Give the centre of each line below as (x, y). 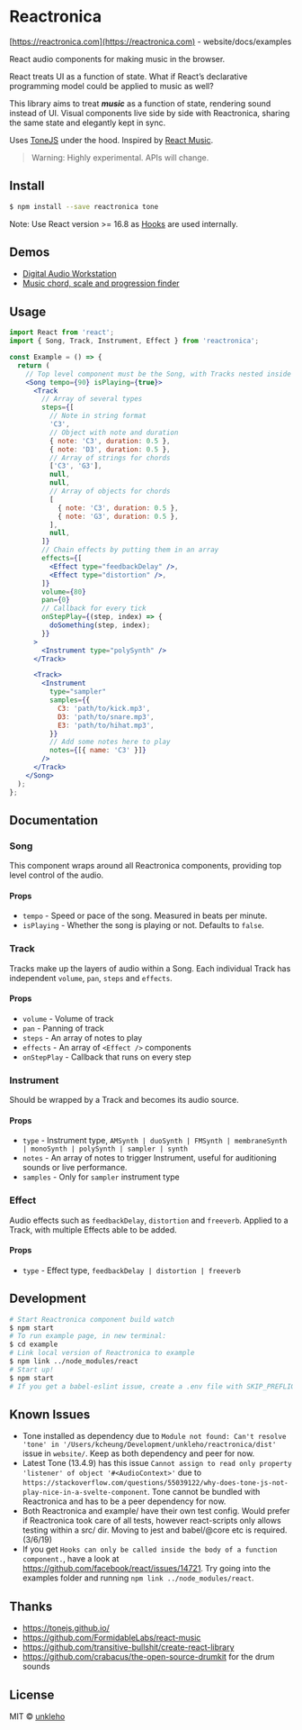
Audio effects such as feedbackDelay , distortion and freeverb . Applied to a (149, 1220)
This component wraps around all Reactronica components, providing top (146, 866)
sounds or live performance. (75, 1168)
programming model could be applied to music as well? (111, 86)
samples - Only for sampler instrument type (101, 1177)
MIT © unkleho (37, 1716)
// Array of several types (92, 399)
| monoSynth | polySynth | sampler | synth (105, 1149)
